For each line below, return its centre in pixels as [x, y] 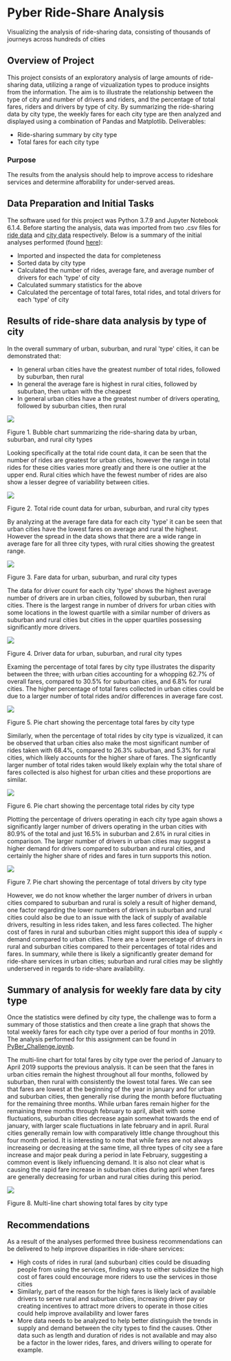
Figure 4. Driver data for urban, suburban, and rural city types [95, 653]
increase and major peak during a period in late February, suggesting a [108, 1155]
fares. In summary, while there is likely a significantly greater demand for [110, 954]
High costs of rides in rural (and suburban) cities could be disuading [113, 1263]
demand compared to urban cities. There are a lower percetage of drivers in [115, 939]
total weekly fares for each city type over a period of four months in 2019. [111, 1032]
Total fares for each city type [58, 142]
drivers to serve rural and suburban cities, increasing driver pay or [111, 1299]
